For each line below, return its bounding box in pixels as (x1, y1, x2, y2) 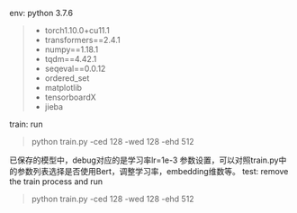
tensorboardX (44, 92, 96, 102)
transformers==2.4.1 (44, 35, 121, 45)
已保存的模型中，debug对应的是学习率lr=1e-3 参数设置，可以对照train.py (9, 155, 279, 165)
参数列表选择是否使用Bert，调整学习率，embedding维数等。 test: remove (16, 166, 289, 176)
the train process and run (9, 176, 103, 187)
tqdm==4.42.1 (44, 54, 97, 64)
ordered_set (44, 73, 90, 84)
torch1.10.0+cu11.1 (44, 25, 110, 35)
